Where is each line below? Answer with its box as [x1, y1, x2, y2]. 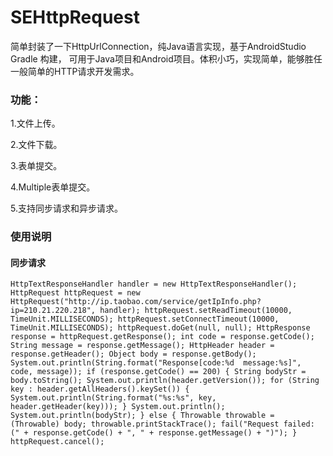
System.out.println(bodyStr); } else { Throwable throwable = [10, 411, 275, 421]
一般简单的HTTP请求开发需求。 [10, 65, 140, 77]
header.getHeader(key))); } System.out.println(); [10, 402, 226, 412]
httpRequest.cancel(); [10, 437, 105, 447]
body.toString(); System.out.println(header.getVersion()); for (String [10, 376, 320, 386]
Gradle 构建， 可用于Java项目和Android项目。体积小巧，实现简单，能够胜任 [10, 52, 323, 65]
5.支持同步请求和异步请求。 [10, 202, 123, 215]
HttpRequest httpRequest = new [10, 288, 141, 298]
